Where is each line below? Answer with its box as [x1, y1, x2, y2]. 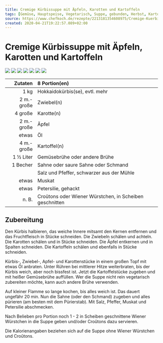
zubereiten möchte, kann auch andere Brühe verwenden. [5, 279, 119, 285]
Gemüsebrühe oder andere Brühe [37, 154, 114, 161]
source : [5, 16, 21, 21]
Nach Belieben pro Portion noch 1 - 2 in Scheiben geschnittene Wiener [5, 313, 147, 319]
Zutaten [14, 80, 33, 87]
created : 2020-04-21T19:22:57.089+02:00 [5, 20, 88, 26]
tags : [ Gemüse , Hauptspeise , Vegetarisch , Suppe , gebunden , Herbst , [5, 12, 147, 16]
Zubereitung [5, 215, 44, 224]
